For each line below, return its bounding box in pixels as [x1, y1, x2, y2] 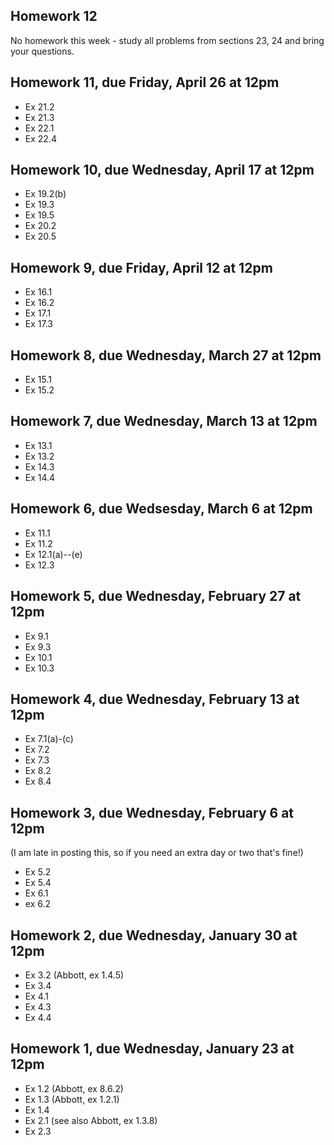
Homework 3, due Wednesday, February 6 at [10, 804, 295, 821]
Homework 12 [10, 8, 98, 25]
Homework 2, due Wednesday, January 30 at [10, 927, 298, 944]
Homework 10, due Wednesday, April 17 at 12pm [10, 162, 315, 179]
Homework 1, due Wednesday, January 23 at [10, 1040, 295, 1058]
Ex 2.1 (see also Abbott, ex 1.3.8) [24, 1114, 158, 1126]
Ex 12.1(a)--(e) [24, 548, 83, 560]
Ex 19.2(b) [24, 188, 67, 200]
